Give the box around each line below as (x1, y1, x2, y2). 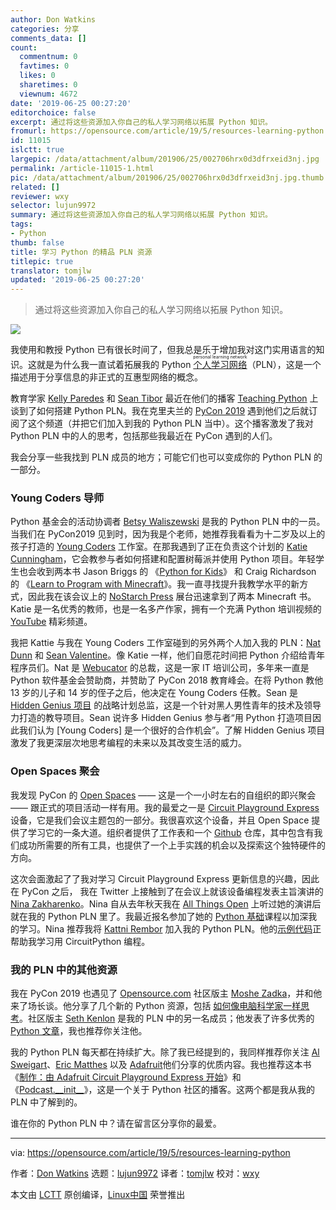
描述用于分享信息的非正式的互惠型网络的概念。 (10, 371, 203, 383)
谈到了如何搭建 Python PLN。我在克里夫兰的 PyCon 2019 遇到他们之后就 (10, 405, 310, 417)
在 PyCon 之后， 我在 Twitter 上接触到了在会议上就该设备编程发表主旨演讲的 (10, 885, 324, 897)
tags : (10, 219, 33, 230)
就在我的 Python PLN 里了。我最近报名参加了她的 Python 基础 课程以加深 (10, 910, 309, 922)
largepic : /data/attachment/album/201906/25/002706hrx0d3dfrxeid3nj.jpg (10, 154, 320, 164)
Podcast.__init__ (19, 1084, 85, 1096)
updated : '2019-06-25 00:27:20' (10, 275, 145, 285)
